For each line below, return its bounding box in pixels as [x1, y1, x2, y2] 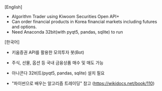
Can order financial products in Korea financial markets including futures [11, 19, 158, 24]
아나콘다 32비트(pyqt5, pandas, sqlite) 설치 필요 [11, 70, 105, 76]
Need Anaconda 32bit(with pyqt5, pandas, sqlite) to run [11, 29, 123, 35]
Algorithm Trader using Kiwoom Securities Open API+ [11, 14, 120, 19]
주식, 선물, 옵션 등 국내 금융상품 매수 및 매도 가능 [11, 60, 104, 65]
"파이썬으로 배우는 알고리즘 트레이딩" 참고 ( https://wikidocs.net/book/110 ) [11, 80, 155, 86]
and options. [11, 24, 37, 30]
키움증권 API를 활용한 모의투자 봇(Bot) [11, 50, 85, 55]
